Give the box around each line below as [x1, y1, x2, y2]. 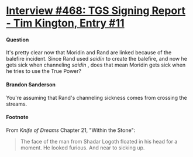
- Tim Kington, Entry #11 [6, 16, 125, 30]
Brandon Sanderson [6, 81, 56, 88]
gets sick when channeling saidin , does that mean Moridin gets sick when [6, 61, 186, 68]
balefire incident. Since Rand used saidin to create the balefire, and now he [6, 55, 187, 62]
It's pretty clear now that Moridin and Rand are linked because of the [6, 49, 172, 56]
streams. [6, 100, 27, 107]
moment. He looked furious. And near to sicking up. [20, 144, 145, 151]
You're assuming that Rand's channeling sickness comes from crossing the [6, 94, 187, 101]
